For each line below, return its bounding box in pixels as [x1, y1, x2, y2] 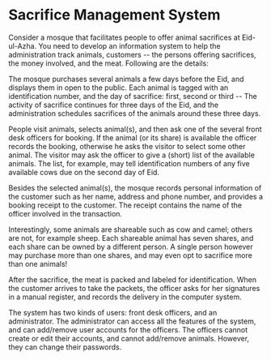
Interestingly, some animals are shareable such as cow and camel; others [8, 225, 253, 234]
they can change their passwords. [8, 342, 122, 352]
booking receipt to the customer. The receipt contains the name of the [8, 200, 243, 210]
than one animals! [8, 259, 68, 268]
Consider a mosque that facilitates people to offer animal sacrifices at [8, 32, 240, 42]
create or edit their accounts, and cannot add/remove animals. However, [8, 333, 249, 343]
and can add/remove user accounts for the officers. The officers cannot [8, 324, 248, 334]
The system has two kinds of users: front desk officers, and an [8, 307, 218, 317]
